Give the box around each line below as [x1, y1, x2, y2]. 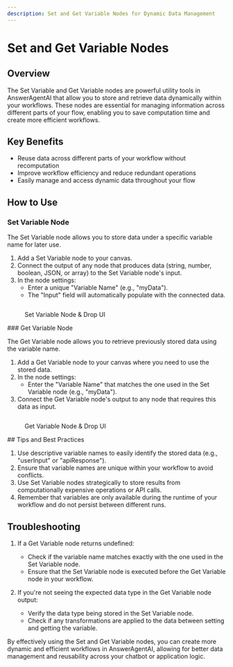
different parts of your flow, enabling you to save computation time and [7, 108, 210, 117]
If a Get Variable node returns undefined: [17, 539, 135, 547]
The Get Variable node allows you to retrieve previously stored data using [7, 338, 217, 346]
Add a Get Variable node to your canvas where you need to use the [17, 359, 209, 367]
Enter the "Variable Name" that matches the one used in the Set [27, 380, 210, 389]
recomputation [17, 161, 60, 170]
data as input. [17, 402, 57, 411]
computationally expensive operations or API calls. [17, 486, 162, 494]
